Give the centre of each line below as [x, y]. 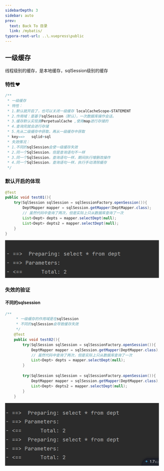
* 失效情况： [19, 142]
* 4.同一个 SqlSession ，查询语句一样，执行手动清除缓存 [57, 163]
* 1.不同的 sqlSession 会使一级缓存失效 [42, 147]
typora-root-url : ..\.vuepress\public [44, 36]
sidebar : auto [20, 15]
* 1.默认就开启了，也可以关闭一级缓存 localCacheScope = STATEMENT [69, 111]
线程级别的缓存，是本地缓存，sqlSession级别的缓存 [57, 71]
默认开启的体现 [23, 181]
